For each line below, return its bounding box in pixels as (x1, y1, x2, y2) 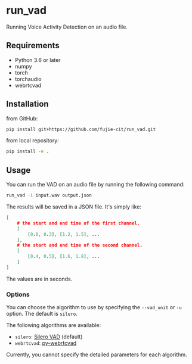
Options (6, 290, 30, 298)
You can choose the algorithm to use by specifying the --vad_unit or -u (6, 304, 182, 311)
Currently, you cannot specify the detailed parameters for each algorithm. (6, 351, 187, 358)
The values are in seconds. (6, 275, 73, 282)
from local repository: (6, 137, 60, 144)
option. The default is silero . (6, 310, 78, 318)
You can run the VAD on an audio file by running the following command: (6, 181, 185, 188)
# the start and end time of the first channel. (17, 220, 140, 226)
